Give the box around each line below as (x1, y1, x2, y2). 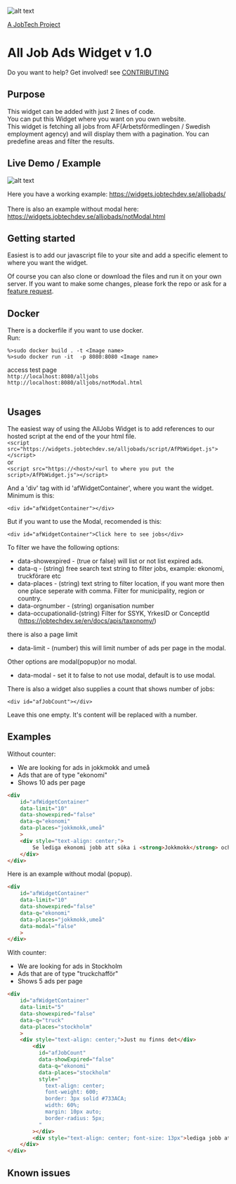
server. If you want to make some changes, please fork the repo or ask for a (7, 280, 227, 288)
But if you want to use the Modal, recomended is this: (7, 517, 162, 525)
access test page (7, 366, 58, 374)
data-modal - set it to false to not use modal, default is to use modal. (17, 671, 216, 679)
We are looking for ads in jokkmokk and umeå (17, 763, 150, 771)
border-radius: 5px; (44, 1114, 105, 1121)
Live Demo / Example (7, 157, 101, 169)
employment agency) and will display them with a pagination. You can (7, 129, 209, 138)
